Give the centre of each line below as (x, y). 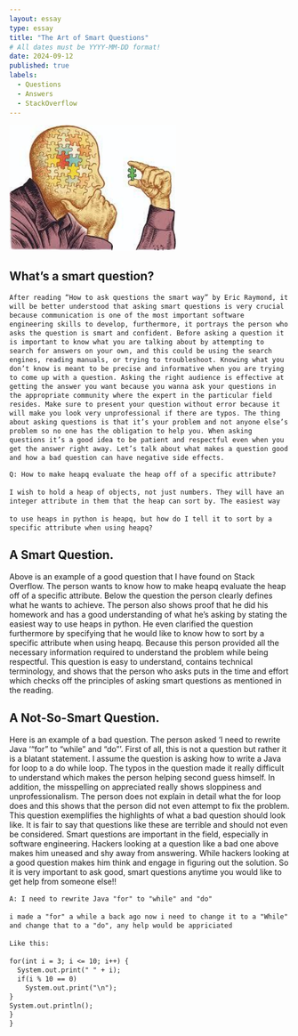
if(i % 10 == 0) (47, 979)
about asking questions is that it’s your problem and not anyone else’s (149, 423)
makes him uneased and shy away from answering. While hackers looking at (149, 853)
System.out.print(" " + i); (69, 970)
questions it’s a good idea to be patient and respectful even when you (147, 441)
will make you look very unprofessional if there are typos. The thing (145, 414)
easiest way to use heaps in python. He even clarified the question (131, 624)
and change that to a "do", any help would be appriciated (121, 926)
